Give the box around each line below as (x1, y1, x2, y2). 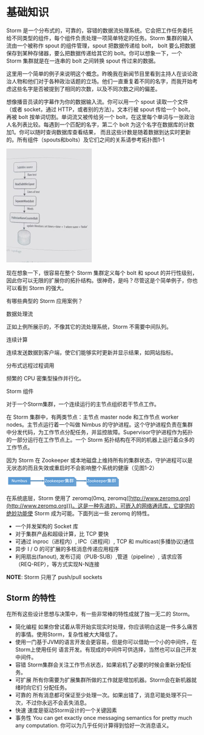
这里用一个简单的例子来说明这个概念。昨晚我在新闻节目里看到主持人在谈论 (6, 70, 192, 77)
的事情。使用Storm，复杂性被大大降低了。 (15, 631, 121, 638)
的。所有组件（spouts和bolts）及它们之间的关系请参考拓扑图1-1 (6, 136, 165, 143)
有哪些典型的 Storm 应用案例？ (6, 297, 83, 304)
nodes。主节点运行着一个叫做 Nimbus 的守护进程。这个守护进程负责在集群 (6, 421, 193, 428)
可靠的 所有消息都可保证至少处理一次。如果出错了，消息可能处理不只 (15, 691, 187, 699)
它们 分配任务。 (31, 683, 70, 691)
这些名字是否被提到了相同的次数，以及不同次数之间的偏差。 (11, 85, 161, 92)
